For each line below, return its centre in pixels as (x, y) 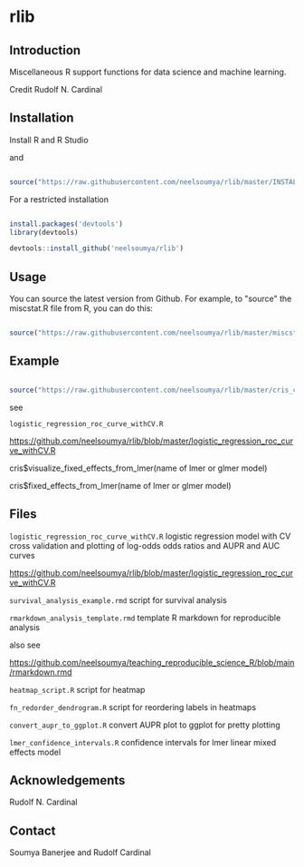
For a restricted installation (59, 199)
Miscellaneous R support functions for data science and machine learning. (148, 72)
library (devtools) (44, 232)
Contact (33, 830)
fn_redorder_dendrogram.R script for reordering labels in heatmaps (133, 707)
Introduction (45, 50)
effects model (35, 752)
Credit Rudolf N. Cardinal (56, 89)
